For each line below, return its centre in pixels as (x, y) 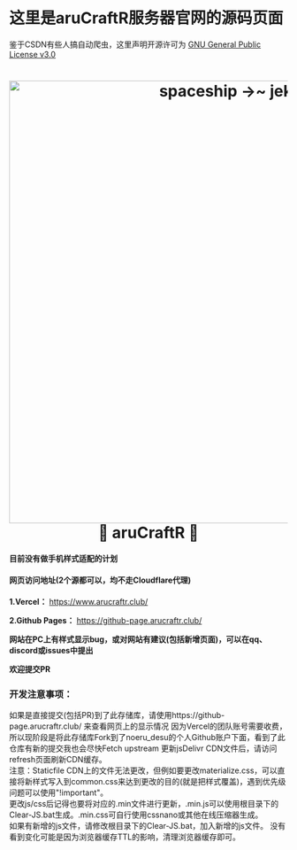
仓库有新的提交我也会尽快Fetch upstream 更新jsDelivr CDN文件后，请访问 (143, 748)
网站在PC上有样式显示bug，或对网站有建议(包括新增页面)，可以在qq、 (138, 639)
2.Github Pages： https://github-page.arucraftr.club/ (106, 621)
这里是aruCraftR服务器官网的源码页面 (146, 18)
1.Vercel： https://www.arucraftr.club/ (79, 602)
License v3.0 (32, 54)
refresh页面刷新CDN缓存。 (58, 760)
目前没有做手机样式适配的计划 (63, 558)
